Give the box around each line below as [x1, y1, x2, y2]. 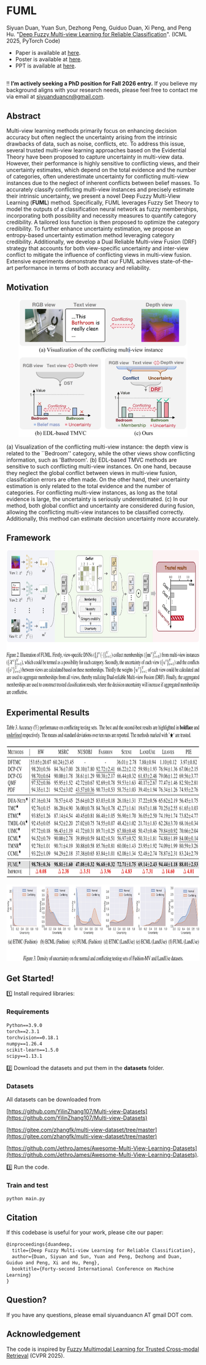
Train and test [6, 1181, 49, 1189]
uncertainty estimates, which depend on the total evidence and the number [6, 167, 197, 174]
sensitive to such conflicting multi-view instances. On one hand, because [6, 462, 191, 470]
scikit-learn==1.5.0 [6, 1047, 59, 1053]
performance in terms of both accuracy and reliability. [14, 264, 151, 272]
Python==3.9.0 [6, 1022, 43, 1028]
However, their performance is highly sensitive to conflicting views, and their [6, 160, 200, 167]
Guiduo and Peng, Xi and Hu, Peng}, [6, 1260, 100, 1266]
